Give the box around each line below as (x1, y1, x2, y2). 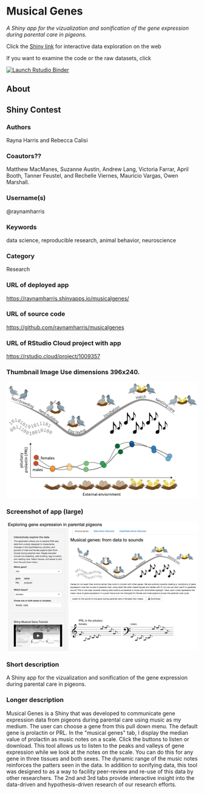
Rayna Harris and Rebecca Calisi (6, 137, 88, 144)
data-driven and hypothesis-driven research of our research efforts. (6, 781, 177, 788)
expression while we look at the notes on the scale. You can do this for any (6, 748, 194, 756)
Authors (6, 123, 32, 131)
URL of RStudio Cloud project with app (6, 339, 121, 347)
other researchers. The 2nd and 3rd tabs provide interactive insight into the (6, 774, 195, 781)
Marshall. (6, 178, 30, 186)
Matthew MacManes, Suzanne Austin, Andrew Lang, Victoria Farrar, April (6, 165, 189, 173)
